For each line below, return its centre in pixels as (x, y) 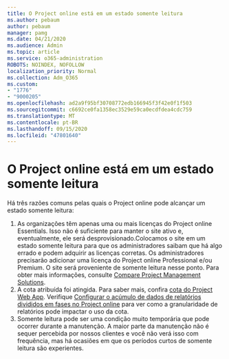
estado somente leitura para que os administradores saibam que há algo (119, 246)
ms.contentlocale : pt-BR (43, 122)
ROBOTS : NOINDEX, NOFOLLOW (46, 65)
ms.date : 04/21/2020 (37, 39)
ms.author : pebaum (33, 20)
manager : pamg (28, 33)
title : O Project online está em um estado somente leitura (95, 13)
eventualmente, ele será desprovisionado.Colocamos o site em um (111, 238)
